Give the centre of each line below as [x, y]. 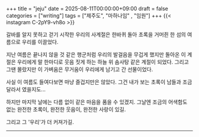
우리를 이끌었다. [40, 42]
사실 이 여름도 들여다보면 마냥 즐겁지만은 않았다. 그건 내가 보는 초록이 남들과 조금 [99, 82]
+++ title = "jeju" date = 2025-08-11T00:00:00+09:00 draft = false [87, 9]
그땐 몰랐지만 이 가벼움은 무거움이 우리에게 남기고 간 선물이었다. [80, 69]
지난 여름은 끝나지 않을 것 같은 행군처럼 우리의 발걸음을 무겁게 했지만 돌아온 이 [96, 55]
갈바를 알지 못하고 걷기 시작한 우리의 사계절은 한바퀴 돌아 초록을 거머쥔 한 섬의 [96, 34]
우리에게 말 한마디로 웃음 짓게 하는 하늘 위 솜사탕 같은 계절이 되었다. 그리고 [103, 62]
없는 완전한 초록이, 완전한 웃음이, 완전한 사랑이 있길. [66, 109]
